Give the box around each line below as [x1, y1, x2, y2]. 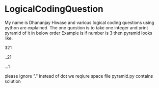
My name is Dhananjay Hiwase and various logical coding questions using [4, 20, 155, 25]
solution [4, 78, 21, 84]
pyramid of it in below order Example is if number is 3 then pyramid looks [4, 30, 153, 36]
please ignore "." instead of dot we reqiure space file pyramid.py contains [4, 73, 153, 79]
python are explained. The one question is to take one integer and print [4, 24, 148, 30]
